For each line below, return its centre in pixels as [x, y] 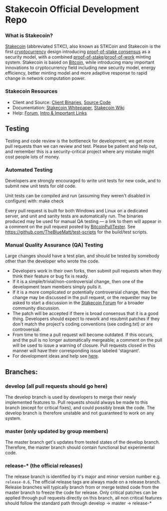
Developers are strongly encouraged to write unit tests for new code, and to [83, 180]
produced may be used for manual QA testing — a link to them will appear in [83, 221]
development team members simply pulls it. [57, 287]
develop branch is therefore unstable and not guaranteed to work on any [80, 413]
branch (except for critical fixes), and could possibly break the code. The [80, 407]
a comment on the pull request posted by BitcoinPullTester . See [70, 226]
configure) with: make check [34, 201]
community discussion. [36, 308]
